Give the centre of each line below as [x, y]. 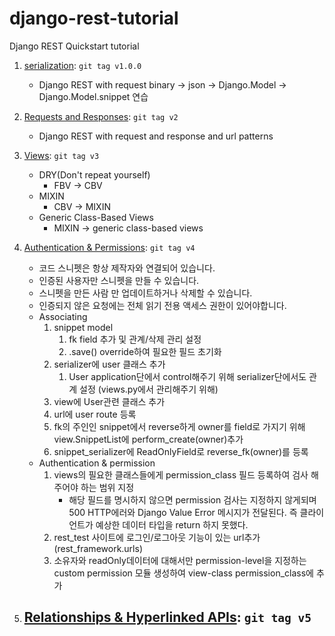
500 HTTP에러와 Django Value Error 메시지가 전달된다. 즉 [183, 512]
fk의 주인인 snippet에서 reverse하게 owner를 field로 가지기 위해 [179, 426]
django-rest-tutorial [94, 18]
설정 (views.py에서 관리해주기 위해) [149, 389]
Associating [63, 316]
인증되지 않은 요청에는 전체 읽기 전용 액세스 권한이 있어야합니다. [162, 305]
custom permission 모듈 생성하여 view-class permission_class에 [183, 573]
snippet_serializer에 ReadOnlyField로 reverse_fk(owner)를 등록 [181, 451]
